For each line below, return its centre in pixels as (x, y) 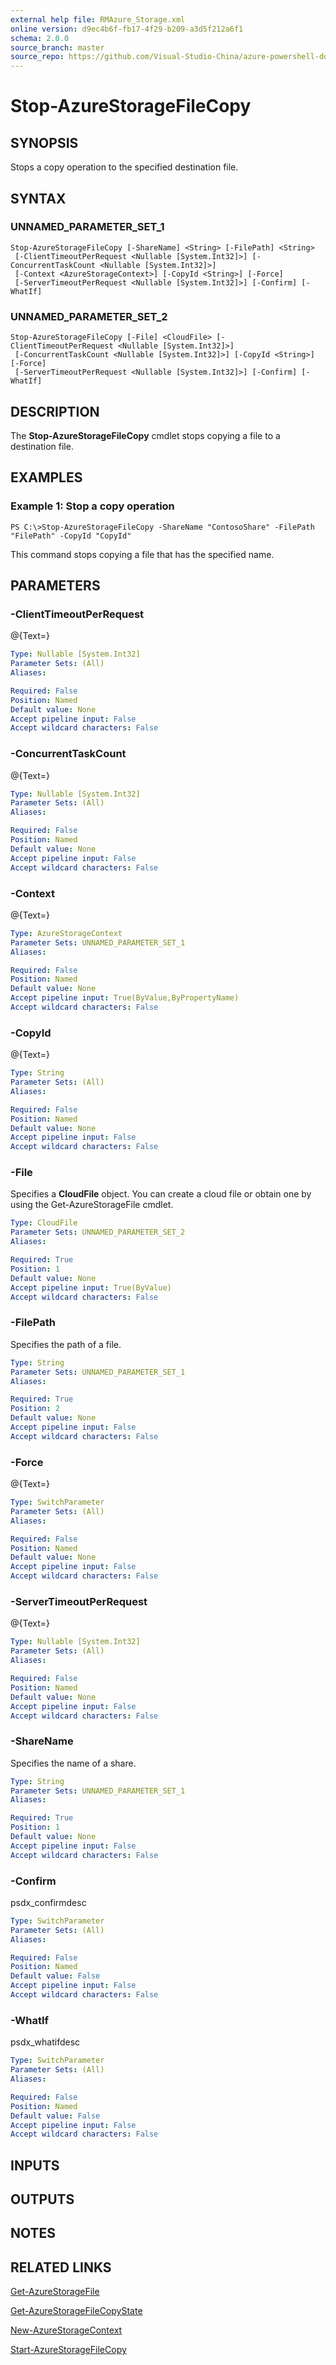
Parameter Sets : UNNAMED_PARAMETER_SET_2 (98, 1232)
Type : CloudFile (44, 1223)
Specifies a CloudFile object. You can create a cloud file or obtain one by (161, 1194)
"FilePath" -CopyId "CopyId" (71, 536)
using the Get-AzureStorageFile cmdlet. (92, 1205)
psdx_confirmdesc (48, 1902)
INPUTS (35, 2165)
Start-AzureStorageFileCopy (68, 2350)
